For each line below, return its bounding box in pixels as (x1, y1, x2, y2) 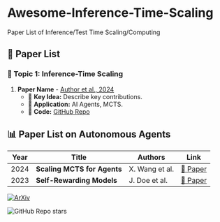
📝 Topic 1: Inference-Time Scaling (7, 69, 124, 79)
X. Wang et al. (129, 164, 175, 174)
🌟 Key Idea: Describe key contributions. (27, 92, 143, 101)
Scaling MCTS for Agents (36, 164, 122, 174)
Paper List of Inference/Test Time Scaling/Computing (7, 28, 161, 36)
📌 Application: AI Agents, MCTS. (27, 100, 124, 108)
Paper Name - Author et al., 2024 (17, 85, 115, 94)
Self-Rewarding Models (36, 176, 117, 186)
